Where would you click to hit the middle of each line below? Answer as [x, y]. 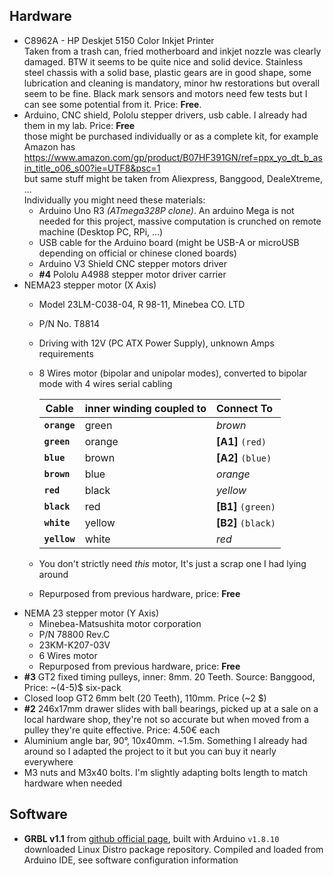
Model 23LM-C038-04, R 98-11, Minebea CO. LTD [142, 304]
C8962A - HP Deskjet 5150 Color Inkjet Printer [119, 40]
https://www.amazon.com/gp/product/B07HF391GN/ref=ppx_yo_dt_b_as [173, 157]
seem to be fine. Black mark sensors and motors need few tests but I [165, 93]
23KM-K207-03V [74, 645]
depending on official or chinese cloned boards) [137, 253]
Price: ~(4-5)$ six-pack [72, 687]
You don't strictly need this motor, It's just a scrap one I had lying [172, 563]
